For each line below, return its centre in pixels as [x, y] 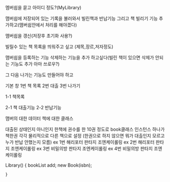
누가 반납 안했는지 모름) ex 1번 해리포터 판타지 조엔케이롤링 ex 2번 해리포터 [80, 142]
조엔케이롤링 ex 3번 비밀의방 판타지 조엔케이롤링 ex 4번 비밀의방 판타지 [82, 148]
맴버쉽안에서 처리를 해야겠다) [48, 25]
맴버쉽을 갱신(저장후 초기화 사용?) [39, 36]
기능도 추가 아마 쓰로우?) [35, 64]
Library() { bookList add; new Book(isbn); [49, 165]
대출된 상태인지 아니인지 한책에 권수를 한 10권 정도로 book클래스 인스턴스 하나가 [85, 129]
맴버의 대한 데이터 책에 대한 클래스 [39, 118]
